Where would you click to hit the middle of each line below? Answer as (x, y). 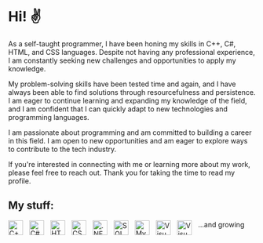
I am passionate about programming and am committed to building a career (130, 132)
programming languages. (49, 117)
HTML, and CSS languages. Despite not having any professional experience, (131, 52)
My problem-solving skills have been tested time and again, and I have (122, 84)
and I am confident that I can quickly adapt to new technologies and (118, 109)
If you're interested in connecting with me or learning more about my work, (130, 164)
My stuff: (31, 206)
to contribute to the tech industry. (62, 149)
